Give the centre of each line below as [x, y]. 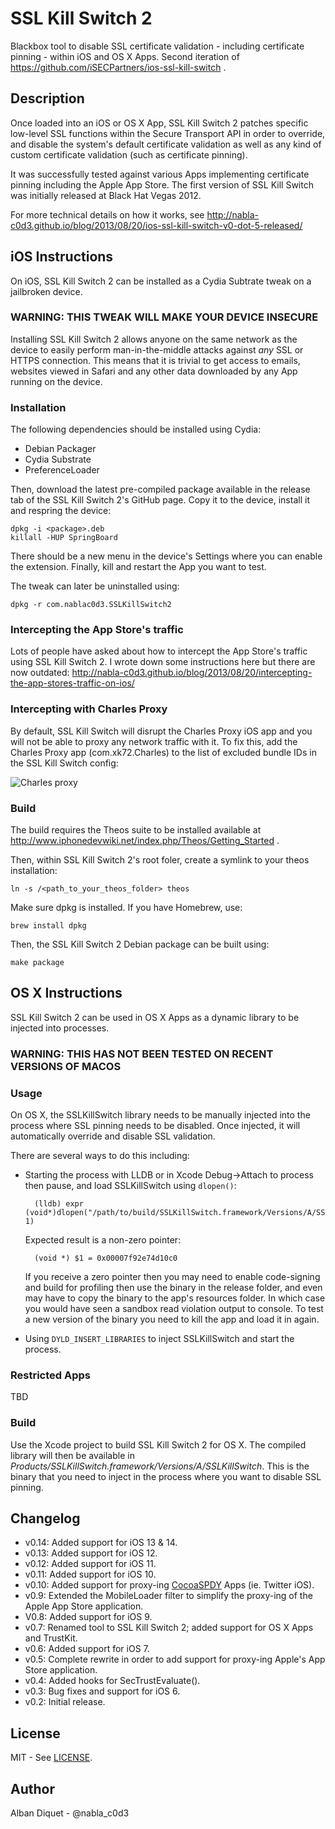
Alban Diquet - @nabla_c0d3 [70, 1813]
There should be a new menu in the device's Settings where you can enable [166, 556]
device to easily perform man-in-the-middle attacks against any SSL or [157, 349]
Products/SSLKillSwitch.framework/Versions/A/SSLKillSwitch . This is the [160, 1466]
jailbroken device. [46, 291]
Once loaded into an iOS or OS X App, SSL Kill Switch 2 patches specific [159, 123]
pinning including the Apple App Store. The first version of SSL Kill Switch [162, 184]
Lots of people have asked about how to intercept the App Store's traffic [159, 651]
